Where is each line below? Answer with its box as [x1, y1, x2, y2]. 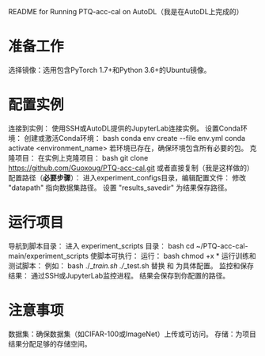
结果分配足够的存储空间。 [8, 339, 92, 348]
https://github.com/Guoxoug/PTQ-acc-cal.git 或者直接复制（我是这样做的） [8, 163, 255, 172]
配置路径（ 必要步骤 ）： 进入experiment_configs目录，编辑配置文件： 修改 [8, 172, 247, 182]
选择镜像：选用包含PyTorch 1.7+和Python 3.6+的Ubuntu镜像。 [8, 65, 211, 74]
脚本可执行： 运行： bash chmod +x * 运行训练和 [97, 251, 257, 260]
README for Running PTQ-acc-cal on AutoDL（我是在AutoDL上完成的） [8, 7, 244, 16]
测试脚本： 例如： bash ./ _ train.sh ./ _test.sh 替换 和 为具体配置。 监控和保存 [8, 260, 255, 271]
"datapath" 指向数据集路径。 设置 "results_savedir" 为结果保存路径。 [8, 183, 232, 192]
